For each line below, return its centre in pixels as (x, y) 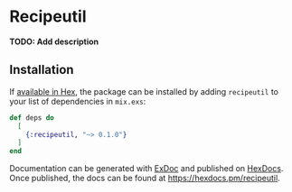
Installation (42, 70)
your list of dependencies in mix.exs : (78, 101)
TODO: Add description (54, 41)
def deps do (32, 118)
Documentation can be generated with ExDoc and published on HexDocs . (146, 169)
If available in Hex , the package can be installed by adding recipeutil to (144, 91)
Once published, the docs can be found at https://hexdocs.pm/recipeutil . (145, 178)
